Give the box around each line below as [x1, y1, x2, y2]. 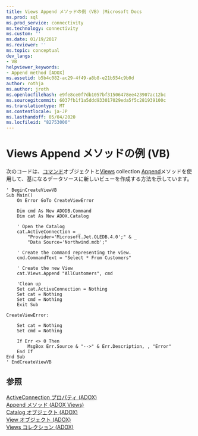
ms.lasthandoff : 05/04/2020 [6, 114, 76, 120]
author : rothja [6, 81, 44, 87]
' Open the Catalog [17, 224, 65, 230]
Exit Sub [17, 302, 39, 308]
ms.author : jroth [6, 86, 49, 92]
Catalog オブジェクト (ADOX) [6, 409, 78, 416]
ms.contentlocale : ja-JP [6, 108, 68, 114]
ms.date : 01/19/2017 [6, 36, 58, 42]
